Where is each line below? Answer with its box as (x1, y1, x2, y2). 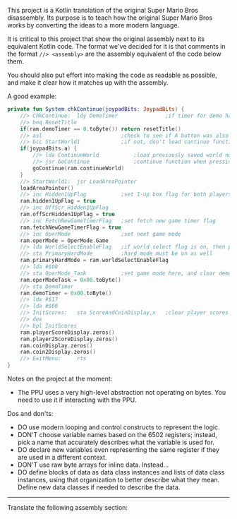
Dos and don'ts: (7, 410, 54, 417)
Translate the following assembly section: (7, 503, 128, 511)
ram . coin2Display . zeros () (20, 349, 97, 356)
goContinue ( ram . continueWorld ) (32, 165, 125, 172)
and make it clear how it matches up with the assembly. (7, 78, 169, 87)
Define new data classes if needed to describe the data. (17, 483, 181, 491)
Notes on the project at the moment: (7, 374, 113, 383)
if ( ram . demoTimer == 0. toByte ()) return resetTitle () (20, 125, 181, 133)
